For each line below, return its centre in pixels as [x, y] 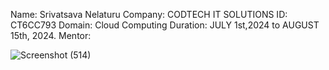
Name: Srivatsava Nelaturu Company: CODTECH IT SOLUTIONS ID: [149, 14]
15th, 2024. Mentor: [51, 35]
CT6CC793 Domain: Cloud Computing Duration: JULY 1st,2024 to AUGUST [165, 25]
